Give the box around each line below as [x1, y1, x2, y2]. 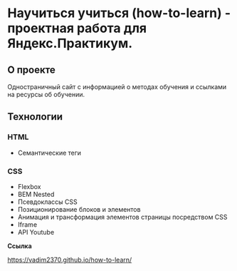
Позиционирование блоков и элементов [17, 205, 141, 213]
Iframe [17, 220, 38, 229]
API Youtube [17, 227, 55, 236]
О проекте [7, 63, 56, 76]
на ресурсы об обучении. [7, 91, 85, 98]
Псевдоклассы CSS [17, 198, 78, 206]
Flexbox [17, 182, 41, 190]
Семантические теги [17, 148, 82, 157]
